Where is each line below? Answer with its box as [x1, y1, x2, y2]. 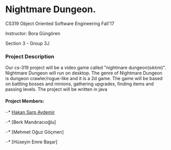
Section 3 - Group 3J [5, 40, 50, 46]
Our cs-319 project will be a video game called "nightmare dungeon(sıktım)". [5, 65, 166, 71]
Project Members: [5, 98, 44, 104]
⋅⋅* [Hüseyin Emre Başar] [5, 139, 58, 145]
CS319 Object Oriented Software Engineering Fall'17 [5, 20, 115, 27]
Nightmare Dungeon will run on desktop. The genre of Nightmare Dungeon [5, 70, 162, 76]
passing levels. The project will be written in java [5, 86, 108, 92]
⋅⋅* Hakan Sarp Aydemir [5, 109, 55, 115]
